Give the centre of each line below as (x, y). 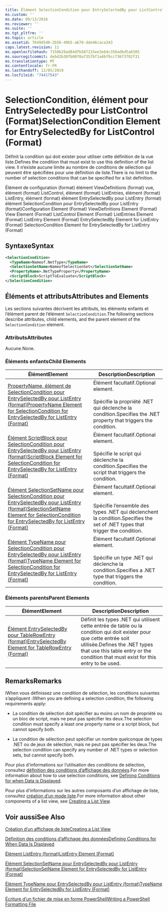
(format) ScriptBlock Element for (45, 457)
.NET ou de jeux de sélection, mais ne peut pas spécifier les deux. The (84, 744)
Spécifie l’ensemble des (121, 506)
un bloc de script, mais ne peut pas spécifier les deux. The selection (82, 719)
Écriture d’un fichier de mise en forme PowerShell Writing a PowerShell (77, 899)
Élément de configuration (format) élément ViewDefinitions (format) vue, (80, 187)
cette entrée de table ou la (111, 626)
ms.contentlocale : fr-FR (31, 66)
